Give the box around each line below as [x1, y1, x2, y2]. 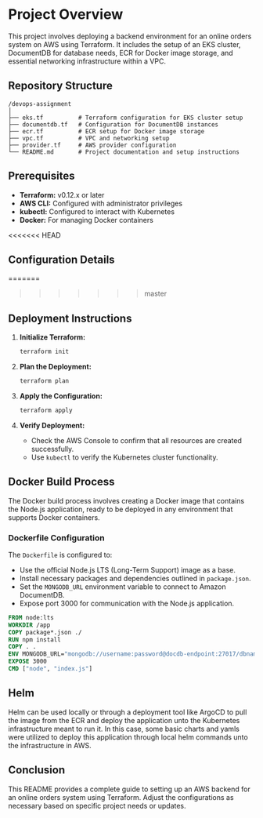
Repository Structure [8, 79, 113, 93]
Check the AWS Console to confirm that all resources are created [31, 435, 243, 445]
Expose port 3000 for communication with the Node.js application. [19, 598, 235, 608]
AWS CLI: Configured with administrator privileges [19, 198, 182, 208]
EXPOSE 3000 [8, 657, 47, 666]
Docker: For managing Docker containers [19, 215, 154, 224]
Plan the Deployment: [19, 362, 92, 372]
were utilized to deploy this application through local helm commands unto [8, 732, 248, 742]
